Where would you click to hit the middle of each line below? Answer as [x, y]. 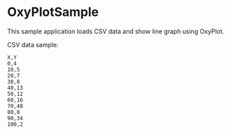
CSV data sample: [33, 44]
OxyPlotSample [53, 12]
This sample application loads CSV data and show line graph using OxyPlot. [116, 31]
